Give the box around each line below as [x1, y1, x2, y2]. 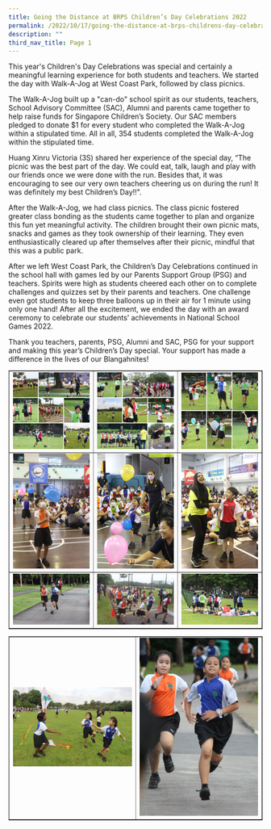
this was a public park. [8, 246, 83, 256]
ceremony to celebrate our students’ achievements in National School [8, 313, 240, 323]
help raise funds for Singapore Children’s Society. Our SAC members [8, 111, 237, 121]
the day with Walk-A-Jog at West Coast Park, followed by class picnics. [8, 79, 245, 89]
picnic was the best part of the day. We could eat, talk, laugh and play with [8, 161, 256, 171]
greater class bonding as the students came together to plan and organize [8, 211, 255, 221]
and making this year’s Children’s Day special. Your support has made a [8, 345, 246, 355]
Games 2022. [8, 321, 54, 331]
